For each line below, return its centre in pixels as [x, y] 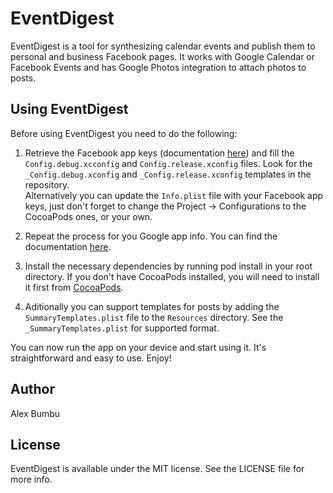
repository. [47, 184]
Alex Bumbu [35, 413]
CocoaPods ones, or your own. [88, 216]
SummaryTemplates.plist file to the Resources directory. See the [154, 317]
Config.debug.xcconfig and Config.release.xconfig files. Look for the [168, 163]
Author [32, 389]
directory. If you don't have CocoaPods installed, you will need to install [172, 276]
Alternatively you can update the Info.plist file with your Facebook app [174, 195]
